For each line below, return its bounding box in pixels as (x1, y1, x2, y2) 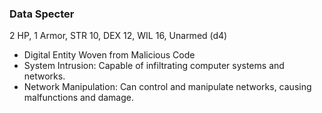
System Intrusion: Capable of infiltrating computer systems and (23, 60, 285, 72)
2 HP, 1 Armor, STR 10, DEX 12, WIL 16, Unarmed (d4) (9, 30, 228, 42)
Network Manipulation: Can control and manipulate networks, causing (23, 81, 312, 93)
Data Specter (9, 7, 75, 21)
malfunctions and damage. (23, 92, 134, 104)
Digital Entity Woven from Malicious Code (23, 49, 196, 61)
